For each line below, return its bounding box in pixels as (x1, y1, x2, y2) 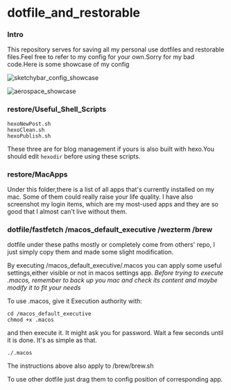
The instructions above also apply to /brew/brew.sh (7, 361, 154, 370)
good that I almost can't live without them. (7, 207, 128, 216)
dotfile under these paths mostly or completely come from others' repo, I (7, 241, 215, 249)
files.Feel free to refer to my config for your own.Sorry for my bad (7, 53, 195, 61)
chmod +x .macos (7, 316, 54, 324)
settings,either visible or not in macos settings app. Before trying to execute (7, 269, 224, 277)
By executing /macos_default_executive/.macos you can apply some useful (7, 261, 222, 270)
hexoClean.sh (7, 127, 45, 133)
